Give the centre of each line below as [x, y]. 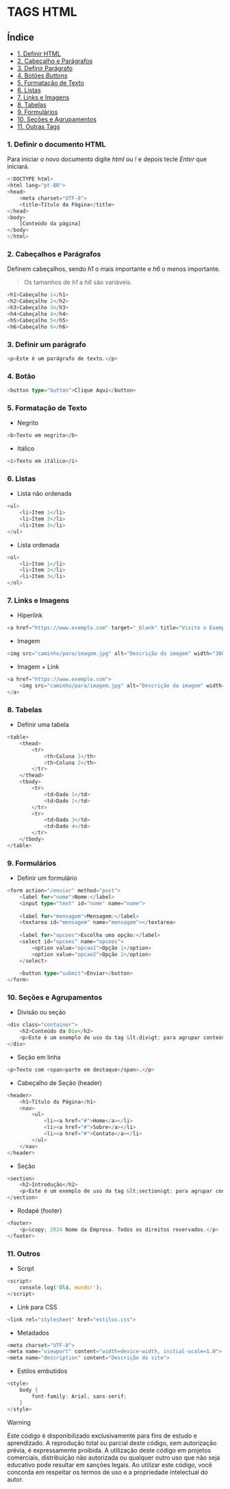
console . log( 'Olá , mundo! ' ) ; [61, 1287]
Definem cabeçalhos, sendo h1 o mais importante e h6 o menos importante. [114, 269]
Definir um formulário [47, 878]
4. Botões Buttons [42, 75]
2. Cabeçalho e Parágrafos [55, 61]
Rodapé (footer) [39, 1211]
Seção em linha [39, 1057]
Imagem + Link [38, 667]
